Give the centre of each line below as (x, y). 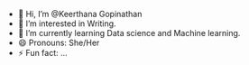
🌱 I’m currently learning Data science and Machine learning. (129, 33)
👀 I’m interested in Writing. (67, 23)
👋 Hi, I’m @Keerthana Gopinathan (80, 14)
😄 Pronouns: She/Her (59, 42)
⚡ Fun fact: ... (42, 53)
